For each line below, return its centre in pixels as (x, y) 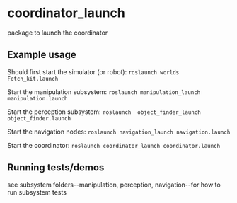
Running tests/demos (56, 168)
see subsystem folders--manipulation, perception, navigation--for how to (114, 185)
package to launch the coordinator (58, 33)
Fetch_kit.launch (33, 79)
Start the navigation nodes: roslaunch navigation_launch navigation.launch (119, 132)
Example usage (42, 55)
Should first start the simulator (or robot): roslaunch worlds (93, 71)
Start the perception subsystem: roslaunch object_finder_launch (104, 112)
